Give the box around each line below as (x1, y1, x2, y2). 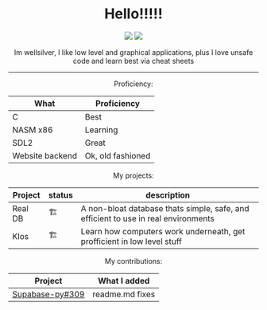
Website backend (12, 150, 78, 161)
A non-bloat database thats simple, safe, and (80, 202, 250, 214)
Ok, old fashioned (84, 150, 151, 161)
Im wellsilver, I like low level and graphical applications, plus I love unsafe (14, 47, 253, 57)
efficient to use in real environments (80, 213, 215, 224)
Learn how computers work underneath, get (80, 226, 246, 237)
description (145, 189, 191, 200)
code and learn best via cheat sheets (72, 56, 195, 65)
